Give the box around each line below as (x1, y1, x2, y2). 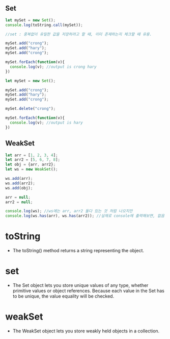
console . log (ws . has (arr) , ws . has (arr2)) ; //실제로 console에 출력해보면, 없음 (5, 213, 164, 219)
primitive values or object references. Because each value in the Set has (12, 288, 164, 294)
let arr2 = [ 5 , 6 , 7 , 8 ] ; (5, 157, 60, 162)
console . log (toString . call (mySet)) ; (5, 22, 83, 28)
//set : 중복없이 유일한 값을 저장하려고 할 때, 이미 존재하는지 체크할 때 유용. (5, 32, 152, 37)
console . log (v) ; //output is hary (10, 120, 83, 125)
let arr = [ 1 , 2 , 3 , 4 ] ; (5, 153, 58, 158)
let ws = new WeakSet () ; (5, 167, 58, 172)
